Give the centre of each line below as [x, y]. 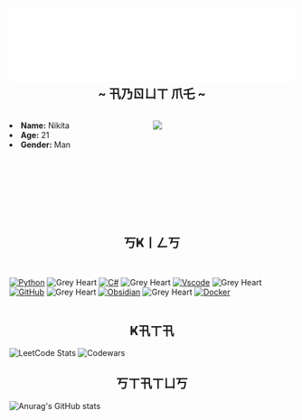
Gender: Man [46, 145]
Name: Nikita [46, 126]
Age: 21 [35, 135]
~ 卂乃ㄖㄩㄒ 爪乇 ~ [152, 93]
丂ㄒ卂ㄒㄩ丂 [152, 383]
